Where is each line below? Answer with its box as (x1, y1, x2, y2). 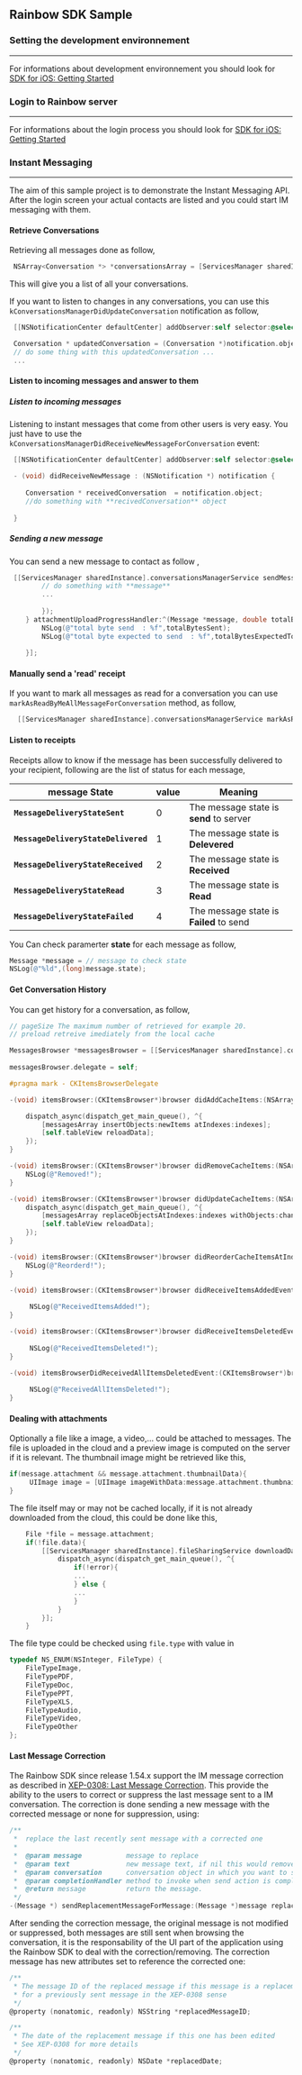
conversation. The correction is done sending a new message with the (9, 1799, 270, 1810)
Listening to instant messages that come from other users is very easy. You (9, 419, 289, 430)
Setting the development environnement (9, 34, 191, 47)
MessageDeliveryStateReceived (13, 860, 144, 869)
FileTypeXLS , (25, 1697, 75, 1706)
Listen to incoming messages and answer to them (9, 376, 200, 387)
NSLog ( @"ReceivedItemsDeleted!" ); (29, 1343, 159, 1352)
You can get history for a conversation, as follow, (9, 1004, 191, 1015)
